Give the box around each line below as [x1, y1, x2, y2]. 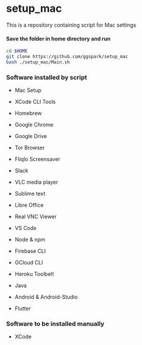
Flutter [14, 305, 31, 312]
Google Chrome [14, 121, 54, 129]
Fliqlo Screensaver [14, 156, 60, 163]
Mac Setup [14, 87, 41, 94]
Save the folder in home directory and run [6, 35, 111, 42]
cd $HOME [6, 48, 28, 55]
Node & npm [14, 236, 46, 243]
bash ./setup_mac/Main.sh [6, 59, 70, 65]
